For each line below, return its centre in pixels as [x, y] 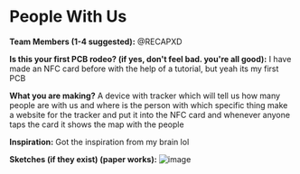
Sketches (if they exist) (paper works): [83, 159]
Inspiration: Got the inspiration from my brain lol [99, 142]
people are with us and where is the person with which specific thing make [149, 105]
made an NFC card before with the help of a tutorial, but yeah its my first [144, 69]
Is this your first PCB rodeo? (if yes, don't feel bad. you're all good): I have [150, 59]
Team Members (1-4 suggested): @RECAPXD [96, 41]
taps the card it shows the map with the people [97, 124]
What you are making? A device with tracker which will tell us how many [145, 96]
